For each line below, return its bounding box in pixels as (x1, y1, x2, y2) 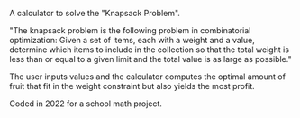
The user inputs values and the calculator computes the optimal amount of (9, 71, 286, 82)
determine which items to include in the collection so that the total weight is (9, 44, 290, 55)
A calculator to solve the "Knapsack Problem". (9, 8, 180, 18)
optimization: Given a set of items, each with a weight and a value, (9, 35, 255, 45)
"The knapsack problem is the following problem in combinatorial (9, 25, 251, 35)
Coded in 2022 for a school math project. (9, 98, 162, 109)
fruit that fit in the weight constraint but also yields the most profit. (9, 81, 255, 91)
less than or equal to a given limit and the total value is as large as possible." (9, 54, 292, 64)
